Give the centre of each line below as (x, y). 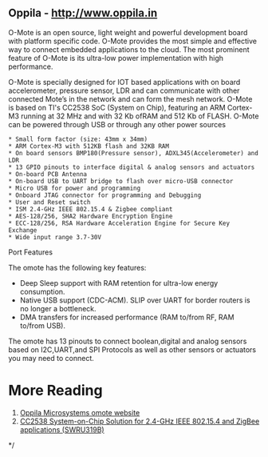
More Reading (55, 391)
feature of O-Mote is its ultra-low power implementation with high (116, 58)
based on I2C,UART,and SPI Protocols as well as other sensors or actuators (132, 349)
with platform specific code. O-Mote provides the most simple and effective (133, 41)
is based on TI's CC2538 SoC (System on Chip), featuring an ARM (117, 107)
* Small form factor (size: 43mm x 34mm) (78, 139)
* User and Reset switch (49, 202)
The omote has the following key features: (77, 267)
